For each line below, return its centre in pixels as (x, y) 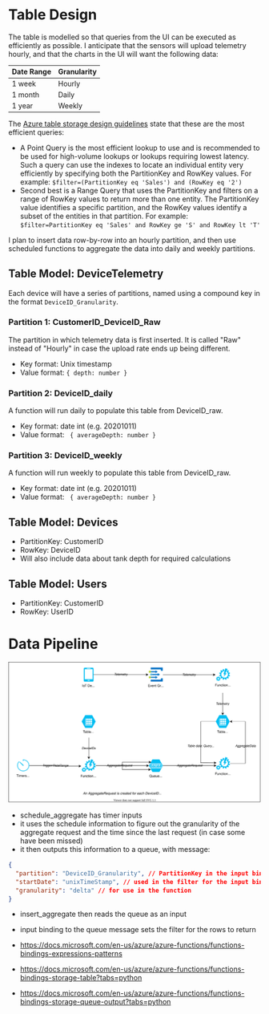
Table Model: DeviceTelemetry (86, 274)
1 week (24, 83)
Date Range (32, 72)
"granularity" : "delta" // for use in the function (104, 890)
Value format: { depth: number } (74, 372)
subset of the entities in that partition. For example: (104, 216)
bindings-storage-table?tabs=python (81, 978)
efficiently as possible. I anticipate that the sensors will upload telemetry (127, 45)
